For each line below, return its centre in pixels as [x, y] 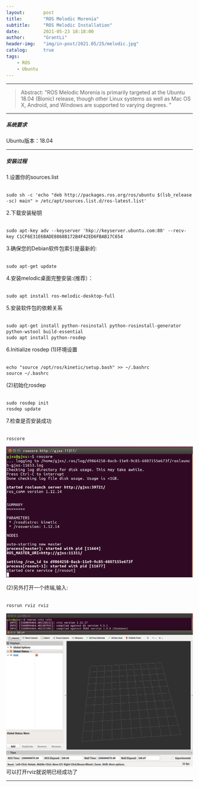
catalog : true [30, 51]
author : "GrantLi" [37, 38]
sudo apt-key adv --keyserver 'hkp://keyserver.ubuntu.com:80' [86, 231]
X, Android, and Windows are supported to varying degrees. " [96, 105]
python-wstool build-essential [45, 332]
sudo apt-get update [32, 267]
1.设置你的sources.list [33, 177]
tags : [13, 56]
